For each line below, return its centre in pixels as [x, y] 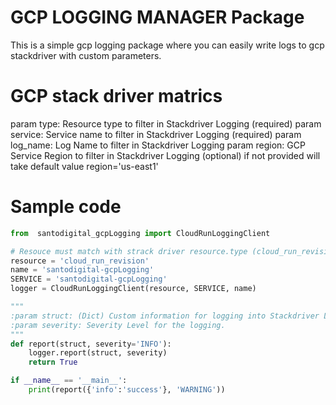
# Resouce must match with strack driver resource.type [129, 251]
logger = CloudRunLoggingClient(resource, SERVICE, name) [133, 289]
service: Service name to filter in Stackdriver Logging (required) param [156, 134]
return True [53, 362]
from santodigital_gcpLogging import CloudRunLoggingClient [140, 233]
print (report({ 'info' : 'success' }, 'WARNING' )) [127, 390]
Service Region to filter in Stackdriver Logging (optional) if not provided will [165, 155]
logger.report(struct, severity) [98, 353]
